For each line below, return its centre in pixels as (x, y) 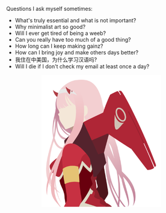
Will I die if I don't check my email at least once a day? (82, 66)
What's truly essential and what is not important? (75, 20)
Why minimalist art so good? (50, 27)
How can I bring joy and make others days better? (77, 52)
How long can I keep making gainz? (59, 46)
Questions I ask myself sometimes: (50, 9)
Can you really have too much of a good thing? (73, 40)
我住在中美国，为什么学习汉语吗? (56, 59)
